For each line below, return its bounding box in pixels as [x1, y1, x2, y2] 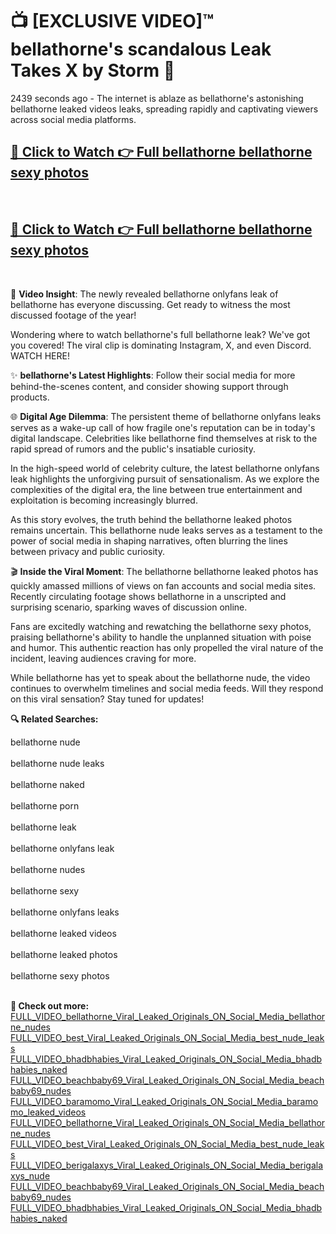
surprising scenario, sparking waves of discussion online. [10, 601, 248, 613]
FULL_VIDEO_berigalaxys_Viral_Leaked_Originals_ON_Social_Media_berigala [10, 1159, 324, 1171]
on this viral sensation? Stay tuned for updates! [10, 693, 205, 705]
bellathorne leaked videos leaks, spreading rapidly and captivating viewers [10, 103, 319, 115]
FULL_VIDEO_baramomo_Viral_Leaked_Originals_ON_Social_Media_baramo [10, 1095, 319, 1107]
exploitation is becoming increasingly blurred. [10, 494, 198, 506]
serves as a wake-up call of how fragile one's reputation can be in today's [10, 421, 316, 433]
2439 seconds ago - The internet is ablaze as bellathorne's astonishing [10, 92, 304, 104]
